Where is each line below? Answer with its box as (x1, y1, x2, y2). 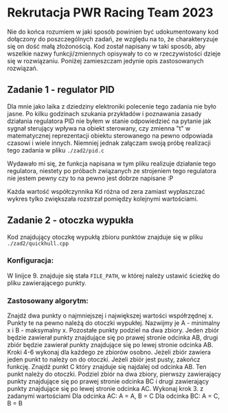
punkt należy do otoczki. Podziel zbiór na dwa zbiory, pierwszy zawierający (7, 370, 221, 379)
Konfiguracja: (7, 256, 54, 265)
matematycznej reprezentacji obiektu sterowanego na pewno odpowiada (7, 131, 213, 139)
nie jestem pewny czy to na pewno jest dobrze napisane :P (7, 174, 174, 182)
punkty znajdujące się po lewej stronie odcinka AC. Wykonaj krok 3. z (7, 385, 204, 393)
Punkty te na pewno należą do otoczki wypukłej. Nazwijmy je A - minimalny (7, 319, 220, 327)
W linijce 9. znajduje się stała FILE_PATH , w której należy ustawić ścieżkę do (7, 271, 220, 280)
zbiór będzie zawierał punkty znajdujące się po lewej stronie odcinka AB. (7, 341, 214, 349)
